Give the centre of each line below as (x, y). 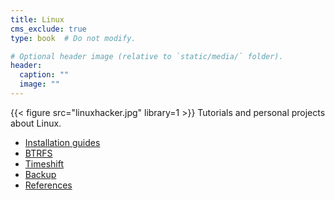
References (48, 185)
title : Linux (37, 19)
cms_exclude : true (48, 29)
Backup (40, 174)
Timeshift (44, 163)
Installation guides (62, 142)
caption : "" (44, 75)
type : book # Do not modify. (73, 38)
